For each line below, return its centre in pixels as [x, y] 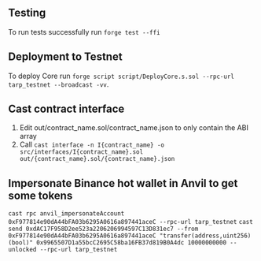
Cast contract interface [66, 109]
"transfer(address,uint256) [205, 236]
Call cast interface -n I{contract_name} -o [92, 144]
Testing [27, 13]
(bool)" [21, 243]
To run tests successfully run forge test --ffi [84, 32]
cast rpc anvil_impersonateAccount [66, 214]
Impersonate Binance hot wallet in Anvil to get [123, 183]
